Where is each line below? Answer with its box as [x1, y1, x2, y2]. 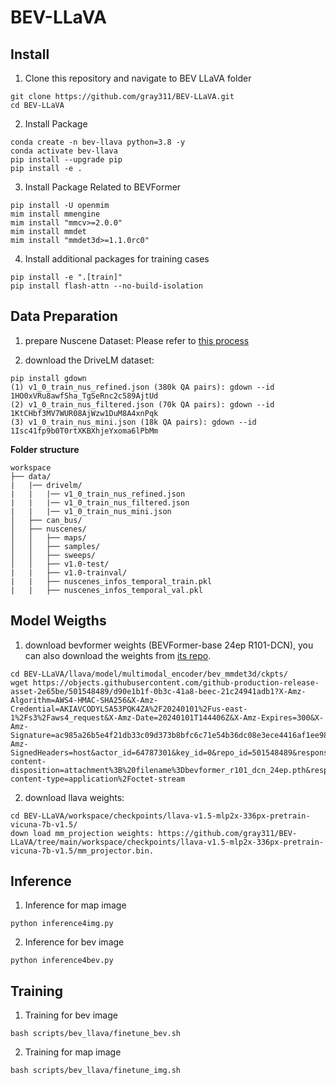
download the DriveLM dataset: [24, 354, 155, 366]
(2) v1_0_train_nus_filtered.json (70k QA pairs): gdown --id [10, 399, 275, 410]
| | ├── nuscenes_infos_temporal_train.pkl [10, 576, 213, 586]
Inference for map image [24, 899, 127, 911]
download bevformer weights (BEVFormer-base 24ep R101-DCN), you [24, 639, 314, 651]
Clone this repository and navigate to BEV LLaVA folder [24, 72, 252, 84]
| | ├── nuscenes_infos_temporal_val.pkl [10, 585, 203, 595]
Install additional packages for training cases [24, 253, 210, 265]
